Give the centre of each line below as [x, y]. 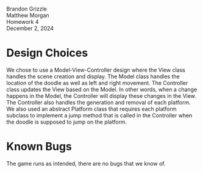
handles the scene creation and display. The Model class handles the [93, 76]
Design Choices [47, 53]
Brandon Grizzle [27, 9]
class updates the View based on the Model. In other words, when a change [102, 89]
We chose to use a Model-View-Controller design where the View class [96, 70]
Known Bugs [39, 147]
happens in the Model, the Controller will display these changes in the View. [101, 96]
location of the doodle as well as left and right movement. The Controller [97, 83]
